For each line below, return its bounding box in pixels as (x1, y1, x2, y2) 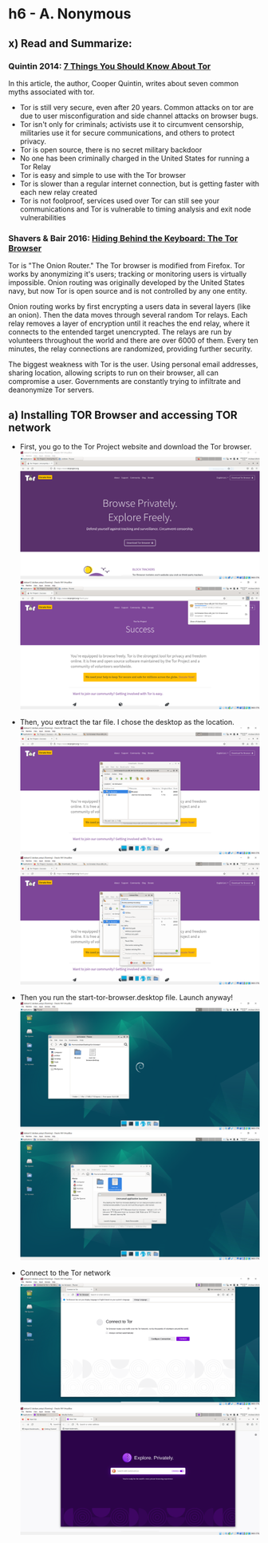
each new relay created (19, 187, 98, 196)
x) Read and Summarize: (8, 37, 133, 50)
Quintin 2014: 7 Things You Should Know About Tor (8, 61, 211, 72)
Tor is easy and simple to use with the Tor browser (19, 170, 186, 180)
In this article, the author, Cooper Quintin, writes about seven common (8, 78, 239, 88)
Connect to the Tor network (19, 1268, 111, 1277)
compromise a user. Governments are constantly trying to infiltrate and (8, 377, 241, 386)
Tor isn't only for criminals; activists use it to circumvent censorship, (19, 119, 245, 129)
